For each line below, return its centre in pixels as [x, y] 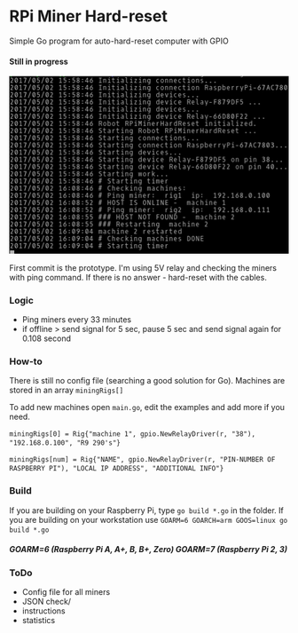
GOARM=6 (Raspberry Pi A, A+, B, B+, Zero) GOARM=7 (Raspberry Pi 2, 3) [149, 550]
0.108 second [47, 338]
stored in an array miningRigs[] [67, 390]
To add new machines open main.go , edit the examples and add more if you [147, 407]
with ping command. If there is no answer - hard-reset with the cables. [138, 277]
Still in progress [39, 61]
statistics [39, 621]
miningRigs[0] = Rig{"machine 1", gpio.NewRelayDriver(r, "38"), [132, 434]
